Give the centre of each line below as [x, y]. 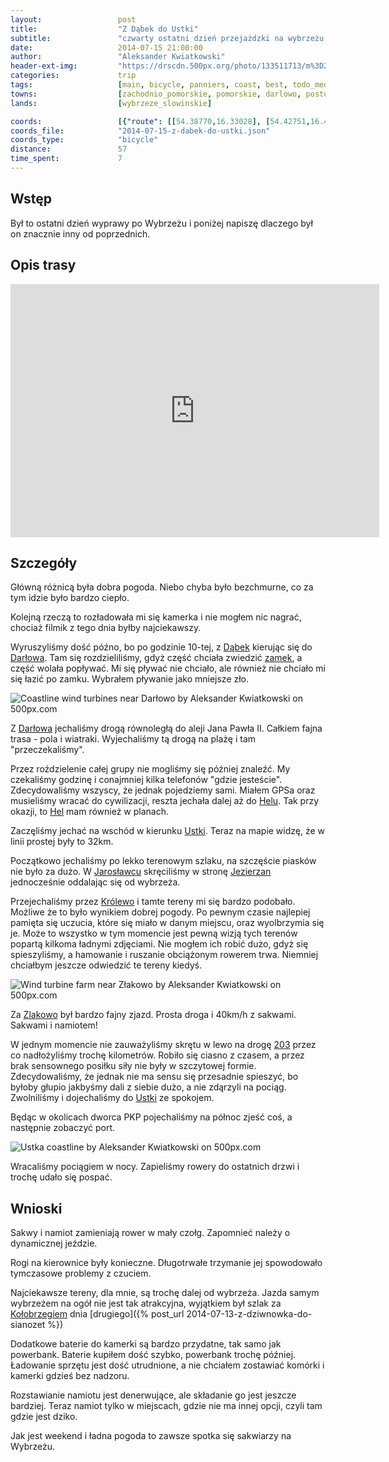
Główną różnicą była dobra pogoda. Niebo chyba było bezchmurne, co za [162, 587]
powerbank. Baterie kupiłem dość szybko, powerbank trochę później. [153, 1355]
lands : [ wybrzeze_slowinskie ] [111, 103]
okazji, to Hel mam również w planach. [90, 812]
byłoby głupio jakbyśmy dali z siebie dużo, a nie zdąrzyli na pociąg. [148, 1087]
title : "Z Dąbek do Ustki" [104, 29]
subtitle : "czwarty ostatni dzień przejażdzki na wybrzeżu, [169, 38]
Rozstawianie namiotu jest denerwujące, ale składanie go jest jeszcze [153, 1395]
